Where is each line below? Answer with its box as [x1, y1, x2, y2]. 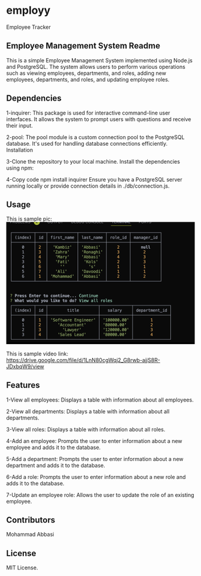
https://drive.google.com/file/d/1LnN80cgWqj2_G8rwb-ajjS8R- [6, 356, 160, 363]
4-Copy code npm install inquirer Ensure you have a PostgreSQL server [6, 176, 182, 183]
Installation [6, 146, 33, 153]
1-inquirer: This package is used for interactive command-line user [6, 109, 170, 116]
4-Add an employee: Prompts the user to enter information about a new [6, 437, 182, 444]
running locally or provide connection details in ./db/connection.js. [6, 182, 170, 189]
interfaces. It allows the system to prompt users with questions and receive [6, 115, 191, 123]
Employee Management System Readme [6, 41, 160, 51]
